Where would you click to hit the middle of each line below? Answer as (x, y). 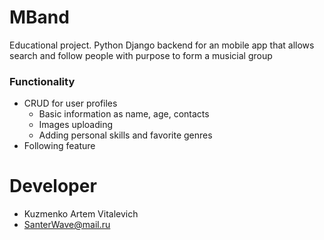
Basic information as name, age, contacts (124, 114)
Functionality (42, 81)
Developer (53, 186)
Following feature (59, 146)
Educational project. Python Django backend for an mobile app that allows (162, 45)
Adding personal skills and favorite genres (125, 135)
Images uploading (76, 125)
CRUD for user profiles (70, 103)
